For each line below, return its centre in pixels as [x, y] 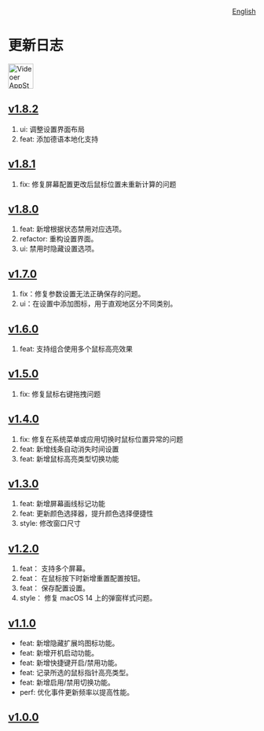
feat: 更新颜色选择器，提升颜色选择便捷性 [86, 513]
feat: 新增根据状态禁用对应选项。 [73, 229]
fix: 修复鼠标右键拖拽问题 [60, 394]
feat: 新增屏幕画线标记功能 [62, 504]
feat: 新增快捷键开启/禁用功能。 [70, 663]
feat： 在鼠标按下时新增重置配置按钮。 [82, 579]
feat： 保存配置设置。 [55, 588]
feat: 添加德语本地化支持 [59, 139]
